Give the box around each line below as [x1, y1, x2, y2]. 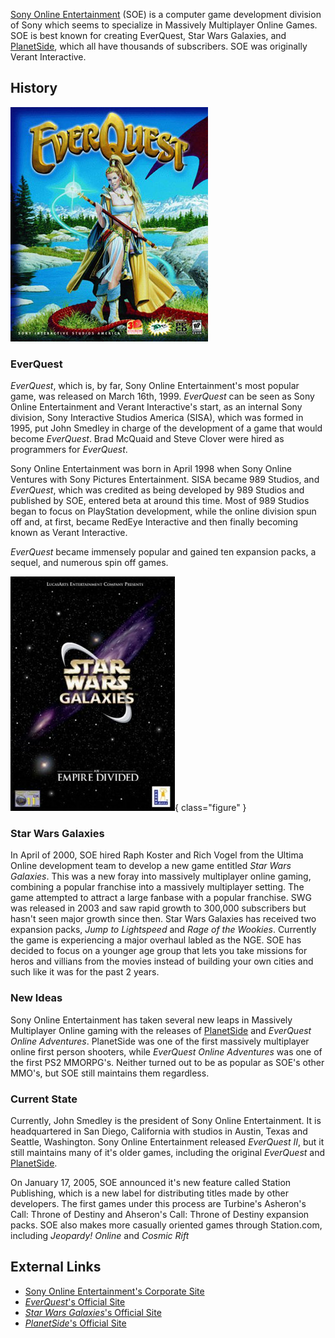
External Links [10, 1259, 102, 1276]
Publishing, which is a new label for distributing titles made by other [10, 1187, 289, 1199]
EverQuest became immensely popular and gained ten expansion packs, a [10, 546, 317, 558]
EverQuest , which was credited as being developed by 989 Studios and [10, 484, 305, 496]
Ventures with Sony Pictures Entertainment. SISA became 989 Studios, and [10, 474, 320, 486]
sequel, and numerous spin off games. [10, 557, 169, 569]
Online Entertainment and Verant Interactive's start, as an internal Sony [10, 401, 303, 413]
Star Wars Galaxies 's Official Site [24, 1306, 162, 1318]
